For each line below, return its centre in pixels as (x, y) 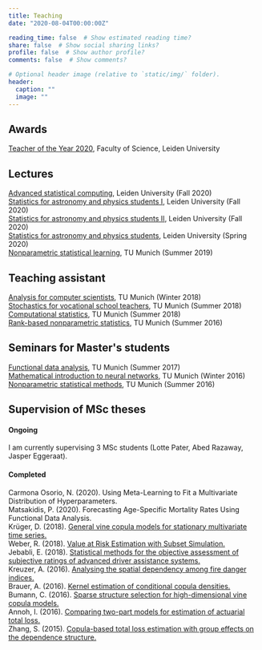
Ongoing (23, 430)
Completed (27, 474)
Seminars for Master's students (89, 348)
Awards (28, 129)
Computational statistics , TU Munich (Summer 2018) (95, 314)
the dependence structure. (52, 637)
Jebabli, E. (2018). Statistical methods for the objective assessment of (123, 552)
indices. (21, 577)
